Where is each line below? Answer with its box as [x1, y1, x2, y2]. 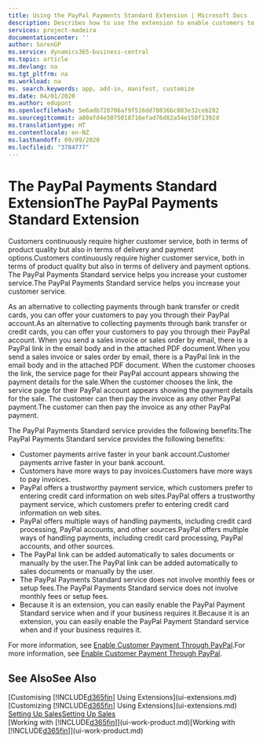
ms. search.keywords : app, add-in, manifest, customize [8, 84, 195, 93]
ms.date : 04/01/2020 [8, 92, 76, 100]
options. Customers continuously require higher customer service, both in [8, 253, 245, 263]
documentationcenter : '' [8, 33, 89, 42]
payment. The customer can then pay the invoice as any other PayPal [8, 402, 231, 412]
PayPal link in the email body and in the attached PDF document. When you [8, 344, 250, 353]
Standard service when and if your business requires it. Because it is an [19, 608, 250, 618]
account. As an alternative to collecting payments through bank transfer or [8, 319, 247, 328]
